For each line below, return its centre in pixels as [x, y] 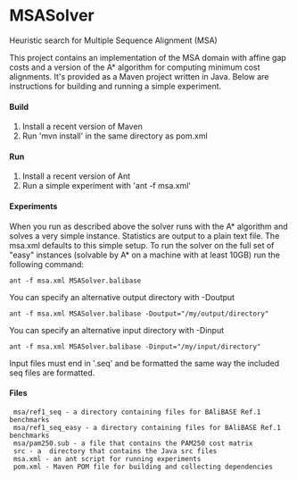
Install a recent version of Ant [76, 176]
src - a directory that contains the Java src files [115, 451]
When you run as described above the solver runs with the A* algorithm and [148, 226]
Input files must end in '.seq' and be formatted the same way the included [144, 363]
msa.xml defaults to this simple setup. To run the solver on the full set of [142, 245]
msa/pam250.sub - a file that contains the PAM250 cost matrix [133, 443]
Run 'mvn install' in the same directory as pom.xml [115, 136]
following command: [47, 264]
